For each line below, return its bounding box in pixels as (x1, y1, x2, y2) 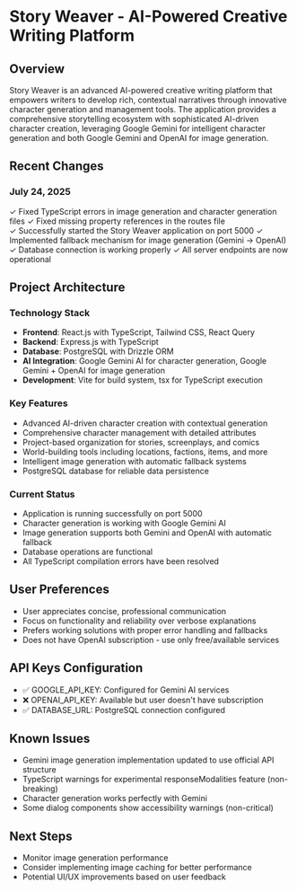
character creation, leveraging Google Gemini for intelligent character (9, 123, 266, 134)
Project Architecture (9, 280, 126, 296)
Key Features (9, 397, 69, 410)
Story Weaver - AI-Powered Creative (9, 6, 288, 27)
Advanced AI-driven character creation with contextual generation (22, 418, 268, 428)
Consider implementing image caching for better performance (22, 862, 253, 873)
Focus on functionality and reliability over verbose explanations (22, 615, 257, 626)
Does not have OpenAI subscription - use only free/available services (22, 634, 280, 645)
